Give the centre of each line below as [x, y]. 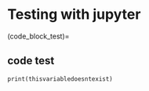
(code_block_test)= [38, 36]
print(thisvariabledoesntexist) [60, 79]
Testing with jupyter [74, 15]
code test [31, 61]
